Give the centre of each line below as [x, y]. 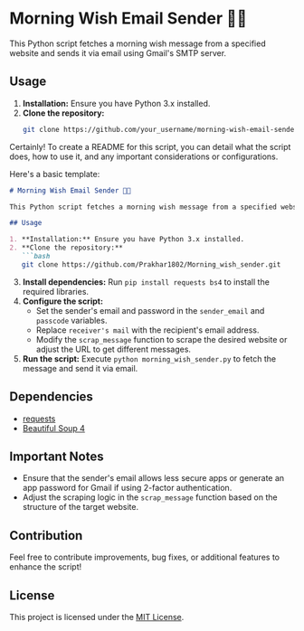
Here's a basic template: [55, 174]
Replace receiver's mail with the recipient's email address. [147, 330]
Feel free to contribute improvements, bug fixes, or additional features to [145, 557]
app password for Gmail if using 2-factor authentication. [127, 488]
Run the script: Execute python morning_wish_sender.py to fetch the [149, 358]
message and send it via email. [80, 368]
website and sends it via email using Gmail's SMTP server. [118, 52]
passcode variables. [71, 320]
